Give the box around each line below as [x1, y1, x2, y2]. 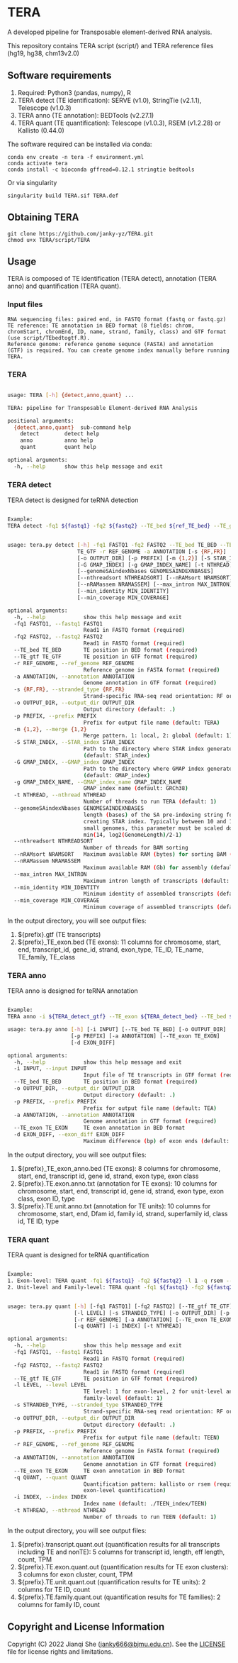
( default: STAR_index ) [83, 752, 151, 760]
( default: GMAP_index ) [83, 772, 151, 779]
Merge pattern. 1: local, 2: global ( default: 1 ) [83, 732, 233, 740]
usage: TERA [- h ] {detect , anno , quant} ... [7, 391, 135, 399]
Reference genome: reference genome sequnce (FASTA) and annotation [7, 340, 214, 347]
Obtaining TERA [7, 211, 79, 223]
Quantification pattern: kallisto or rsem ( [83, 1480, 217, 1488]
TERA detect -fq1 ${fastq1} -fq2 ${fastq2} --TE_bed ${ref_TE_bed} [7, 523, 211, 530]
